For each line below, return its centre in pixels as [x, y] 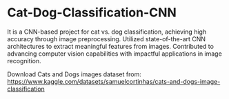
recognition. [24, 60]
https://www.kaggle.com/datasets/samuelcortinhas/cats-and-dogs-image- [114, 81]
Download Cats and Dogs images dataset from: [74, 74]
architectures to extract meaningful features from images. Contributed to [110, 46]
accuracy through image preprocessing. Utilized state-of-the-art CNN [106, 38]
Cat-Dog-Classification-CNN [92, 13]
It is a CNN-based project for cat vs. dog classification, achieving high [107, 32]
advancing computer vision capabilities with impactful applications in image [114, 54]
